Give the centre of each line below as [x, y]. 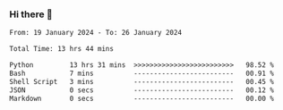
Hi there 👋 [31, 14]
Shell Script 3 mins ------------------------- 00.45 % [142, 81]
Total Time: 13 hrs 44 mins [62, 49]
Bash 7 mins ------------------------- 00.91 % [142, 73]
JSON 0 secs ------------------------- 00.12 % [142, 90]
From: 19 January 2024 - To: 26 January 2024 [95, 33]
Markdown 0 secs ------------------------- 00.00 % [142, 98]
